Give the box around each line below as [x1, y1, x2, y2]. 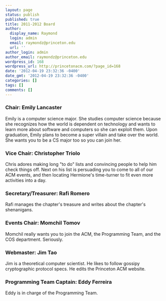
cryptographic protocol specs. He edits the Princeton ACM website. [5, 266, 146, 272]
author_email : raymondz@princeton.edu [5, 54, 87, 60]
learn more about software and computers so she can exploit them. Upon [5, 126, 158, 132]
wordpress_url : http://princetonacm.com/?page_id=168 [5, 64, 121, 69]
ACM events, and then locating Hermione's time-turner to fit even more [5, 172, 153, 178]
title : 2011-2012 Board [5, 21, 56, 27]
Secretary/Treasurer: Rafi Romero [5, 190, 90, 197]
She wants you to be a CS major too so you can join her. [5, 137, 122, 143]
